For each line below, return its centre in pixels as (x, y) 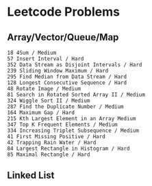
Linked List (31, 175)
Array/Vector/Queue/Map (63, 37)
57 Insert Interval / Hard (46, 59)
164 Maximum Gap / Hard (41, 113)
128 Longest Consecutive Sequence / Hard (67, 83)
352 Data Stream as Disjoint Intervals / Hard (75, 65)
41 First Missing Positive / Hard (56, 137)
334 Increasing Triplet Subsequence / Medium (73, 131)
